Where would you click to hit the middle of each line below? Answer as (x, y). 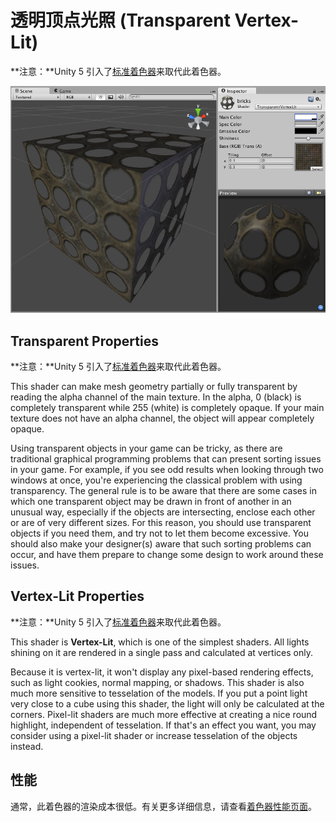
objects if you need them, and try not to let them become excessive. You (159, 533)
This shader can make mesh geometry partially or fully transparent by (154, 387)
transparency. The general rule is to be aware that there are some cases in (164, 491)
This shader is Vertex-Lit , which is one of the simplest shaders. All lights (160, 642)
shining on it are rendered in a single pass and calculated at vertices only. (161, 652)
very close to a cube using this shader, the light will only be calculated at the (167, 703)
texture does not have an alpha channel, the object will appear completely (162, 418)
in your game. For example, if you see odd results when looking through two (167, 470)
